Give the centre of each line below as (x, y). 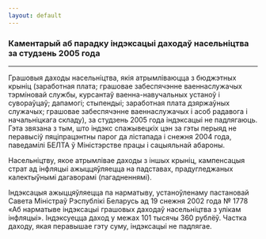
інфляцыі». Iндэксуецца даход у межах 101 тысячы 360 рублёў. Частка (127, 218)
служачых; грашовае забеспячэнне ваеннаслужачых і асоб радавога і (128, 111)
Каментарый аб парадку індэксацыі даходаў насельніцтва (129, 43)
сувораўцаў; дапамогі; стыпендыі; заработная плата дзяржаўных (119, 103)
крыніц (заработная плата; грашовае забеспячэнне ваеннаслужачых (125, 86)
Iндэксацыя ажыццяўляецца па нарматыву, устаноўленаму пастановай (129, 192)
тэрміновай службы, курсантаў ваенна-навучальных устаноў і (114, 94)
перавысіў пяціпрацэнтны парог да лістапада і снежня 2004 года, (120, 136)
